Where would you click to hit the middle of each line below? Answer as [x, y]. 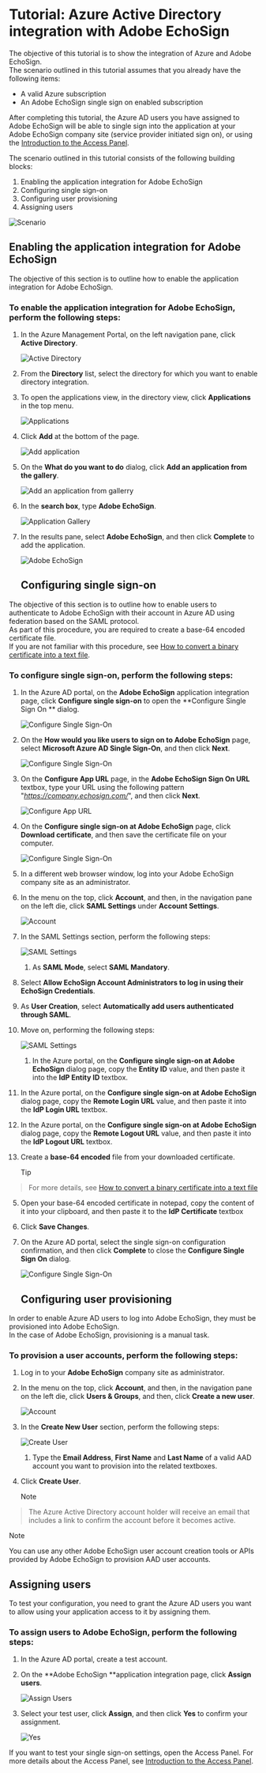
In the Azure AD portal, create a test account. [94, 1659]
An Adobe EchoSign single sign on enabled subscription [112, 102]
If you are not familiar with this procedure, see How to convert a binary [124, 646]
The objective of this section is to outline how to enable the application [124, 278]
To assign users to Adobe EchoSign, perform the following [123, 1632]
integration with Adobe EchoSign [119, 31]
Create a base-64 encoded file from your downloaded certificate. [127, 1157]
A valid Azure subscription [63, 93]
